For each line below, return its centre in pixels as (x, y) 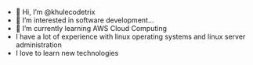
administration (39, 45)
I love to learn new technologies (67, 53)
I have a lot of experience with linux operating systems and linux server (130, 36)
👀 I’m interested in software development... (85, 20)
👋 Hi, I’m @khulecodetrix (55, 12)
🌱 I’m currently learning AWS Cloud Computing (91, 28)
